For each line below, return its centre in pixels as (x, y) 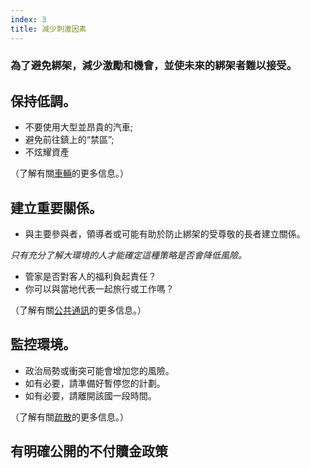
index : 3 (28, 19)
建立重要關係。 (56, 207)
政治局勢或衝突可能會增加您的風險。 (99, 370)
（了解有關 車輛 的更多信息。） (69, 173)
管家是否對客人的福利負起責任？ (90, 277)
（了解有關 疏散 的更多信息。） (69, 417)
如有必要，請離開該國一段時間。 (90, 395)
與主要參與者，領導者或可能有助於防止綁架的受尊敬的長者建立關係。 (165, 234)
